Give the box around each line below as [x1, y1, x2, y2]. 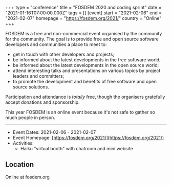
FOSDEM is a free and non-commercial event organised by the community [5, 31, 162, 36]
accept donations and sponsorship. [5, 99, 80, 105]
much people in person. [5, 114, 55, 121]
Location [5, 160, 34, 169]
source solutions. [12, 84, 50, 90]
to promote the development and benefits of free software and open [12, 79, 157, 84]
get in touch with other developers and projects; [12, 51, 114, 57]
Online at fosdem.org [5, 174, 50, 180]
